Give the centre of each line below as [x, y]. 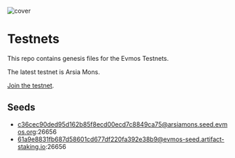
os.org [27, 131]
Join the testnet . [31, 85]
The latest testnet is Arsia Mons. [54, 72]
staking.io [31, 146]
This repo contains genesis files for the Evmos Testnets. [88, 58]
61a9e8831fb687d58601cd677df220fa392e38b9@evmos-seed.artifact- [121, 139]
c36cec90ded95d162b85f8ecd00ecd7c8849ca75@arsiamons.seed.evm [122, 124]
